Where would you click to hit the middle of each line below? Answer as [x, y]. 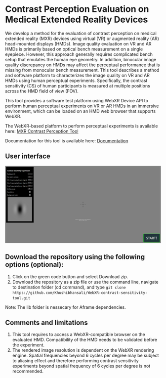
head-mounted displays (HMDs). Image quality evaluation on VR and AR [78, 43]
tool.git [21, 298]
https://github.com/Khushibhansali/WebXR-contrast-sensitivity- [80, 293]
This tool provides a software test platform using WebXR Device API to [77, 100]
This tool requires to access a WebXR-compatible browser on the [79, 335]
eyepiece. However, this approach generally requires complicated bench [79, 54]
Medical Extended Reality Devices [77, 20]
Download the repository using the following [75, 257]
